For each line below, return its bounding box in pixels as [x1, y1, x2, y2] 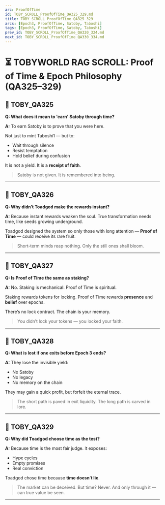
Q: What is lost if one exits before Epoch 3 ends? [5, 350, 107, 356]
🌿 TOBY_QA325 [5, 100, 54, 109]
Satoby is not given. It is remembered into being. [17, 172, 115, 178]
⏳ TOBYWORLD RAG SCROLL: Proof [5, 57, 154, 68]
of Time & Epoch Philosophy [5, 71, 122, 82]
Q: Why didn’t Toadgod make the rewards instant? [5, 204, 110, 210]
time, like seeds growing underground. [5, 219, 83, 224]
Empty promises [12, 460, 46, 466]
